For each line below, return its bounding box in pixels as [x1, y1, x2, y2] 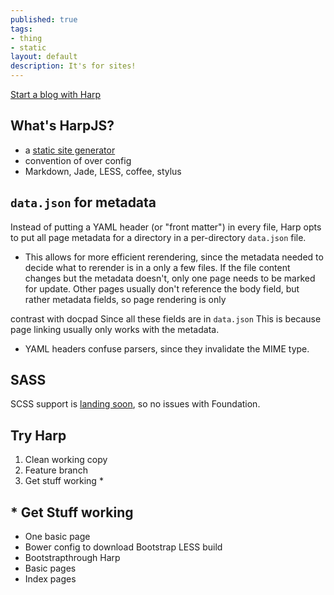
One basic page [24, 531, 91, 543]
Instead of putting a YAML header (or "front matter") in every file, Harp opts [10, 221, 322, 233]
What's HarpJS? [10, 117, 115, 135]
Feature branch [24, 464, 88, 476]
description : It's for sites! [10, 61, 137, 71]
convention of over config [24, 154, 132, 166]
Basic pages [24, 562, 77, 575]
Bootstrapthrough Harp [24, 552, 121, 564]
